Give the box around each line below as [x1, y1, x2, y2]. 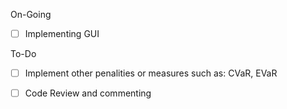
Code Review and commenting [24, 87, 152, 99]
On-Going [10, 9, 52, 20]
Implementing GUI [24, 28, 100, 39]
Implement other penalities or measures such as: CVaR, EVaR [24, 67, 278, 79]
